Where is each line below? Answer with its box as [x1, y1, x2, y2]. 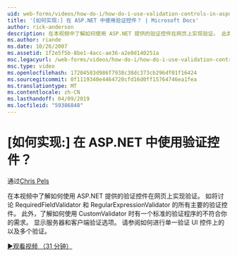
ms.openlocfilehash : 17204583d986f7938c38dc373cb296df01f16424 [7, 69, 197, 76]
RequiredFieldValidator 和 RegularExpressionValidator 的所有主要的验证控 [15, 200, 228, 208]
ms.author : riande [7, 37, 61, 44]
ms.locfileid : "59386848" [7, 102, 83, 109]
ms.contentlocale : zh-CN [7, 89, 80, 96]
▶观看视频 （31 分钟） [7, 242, 73, 250]
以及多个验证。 [7, 227, 51, 235]
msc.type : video [7, 63, 55, 70]
